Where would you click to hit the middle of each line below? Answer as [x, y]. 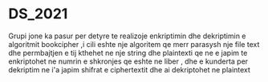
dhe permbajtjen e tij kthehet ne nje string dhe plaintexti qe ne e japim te [128, 53]
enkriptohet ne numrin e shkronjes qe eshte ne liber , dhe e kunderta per [128, 61]
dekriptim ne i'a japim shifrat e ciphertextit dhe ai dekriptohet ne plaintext [130, 69]
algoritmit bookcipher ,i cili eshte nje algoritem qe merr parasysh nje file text [134, 44]
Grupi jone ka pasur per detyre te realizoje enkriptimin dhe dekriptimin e [127, 36]
